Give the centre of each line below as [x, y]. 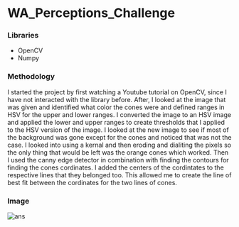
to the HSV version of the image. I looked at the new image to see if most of [118, 130]
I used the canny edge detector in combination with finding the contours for [118, 160]
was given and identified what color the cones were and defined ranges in [116, 107]
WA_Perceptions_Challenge [91, 13]
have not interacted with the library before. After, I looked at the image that [117, 99]
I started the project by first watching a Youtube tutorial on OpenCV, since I [117, 92]
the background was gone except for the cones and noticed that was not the [119, 137]
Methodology [31, 77]
